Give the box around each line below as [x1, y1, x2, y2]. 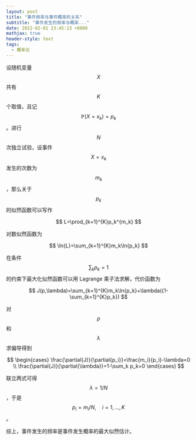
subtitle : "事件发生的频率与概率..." [6, 19, 90, 25]
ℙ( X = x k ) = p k [81, 113, 116, 121]
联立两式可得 [6, 375, 37, 382]
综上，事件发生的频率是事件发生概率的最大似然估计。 [6, 428, 135, 435]
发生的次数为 [6, 164, 37, 171]
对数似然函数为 [6, 230, 42, 237]
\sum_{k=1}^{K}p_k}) [69, 293, 120, 300]
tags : [6, 42, 19, 48]
